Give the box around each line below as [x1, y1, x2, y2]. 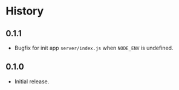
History [5, 4, 44, 18]
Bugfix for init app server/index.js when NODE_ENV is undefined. [14, 44, 174, 51]
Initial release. [14, 77, 50, 85]
